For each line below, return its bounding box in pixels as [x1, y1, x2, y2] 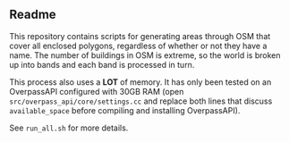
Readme [9, 7, 56, 22]
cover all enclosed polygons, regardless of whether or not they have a [9, 40, 268, 51]
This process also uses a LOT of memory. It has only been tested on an [9, 76, 272, 88]
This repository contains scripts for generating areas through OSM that [9, 30, 271, 41]
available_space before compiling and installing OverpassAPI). [9, 104, 241, 115]
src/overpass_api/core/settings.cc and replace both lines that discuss [9, 96, 273, 106]
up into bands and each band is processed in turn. [9, 59, 195, 70]
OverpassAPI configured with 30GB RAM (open [9, 86, 184, 96]
